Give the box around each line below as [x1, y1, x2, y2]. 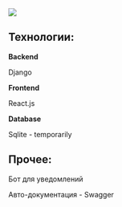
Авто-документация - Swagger [8, 189, 115, 199]
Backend [8, 51, 39, 61]
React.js [8, 98, 35, 108]
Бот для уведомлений [8, 174, 83, 184]
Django [8, 67, 32, 77]
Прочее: [8, 152, 52, 167]
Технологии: [8, 30, 75, 44]
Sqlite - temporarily [8, 129, 72, 139]
